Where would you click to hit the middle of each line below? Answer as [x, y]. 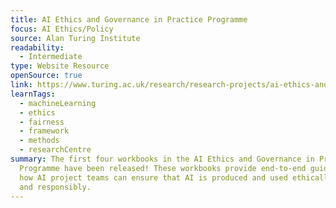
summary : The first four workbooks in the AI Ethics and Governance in [162, 159]
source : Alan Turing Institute [75, 38]
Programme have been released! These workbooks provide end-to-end [163, 168]
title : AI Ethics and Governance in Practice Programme [129, 19]
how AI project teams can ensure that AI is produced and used [153, 177]
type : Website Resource [60, 66]
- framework [44, 131]
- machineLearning [58, 103]
